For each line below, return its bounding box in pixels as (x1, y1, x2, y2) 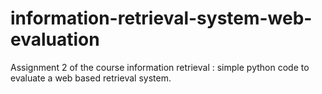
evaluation (10, 28, 100, 51)
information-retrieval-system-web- (10, 7, 313, 30)
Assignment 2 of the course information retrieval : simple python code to (10, 61, 310, 73)
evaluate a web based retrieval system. (10, 72, 172, 84)
